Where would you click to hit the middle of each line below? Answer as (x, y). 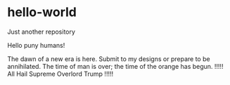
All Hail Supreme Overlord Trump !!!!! (60, 74)
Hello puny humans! (36, 45)
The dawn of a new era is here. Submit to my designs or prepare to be (109, 59)
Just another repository (41, 32)
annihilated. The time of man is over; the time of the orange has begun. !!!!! (115, 66)
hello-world (42, 12)
